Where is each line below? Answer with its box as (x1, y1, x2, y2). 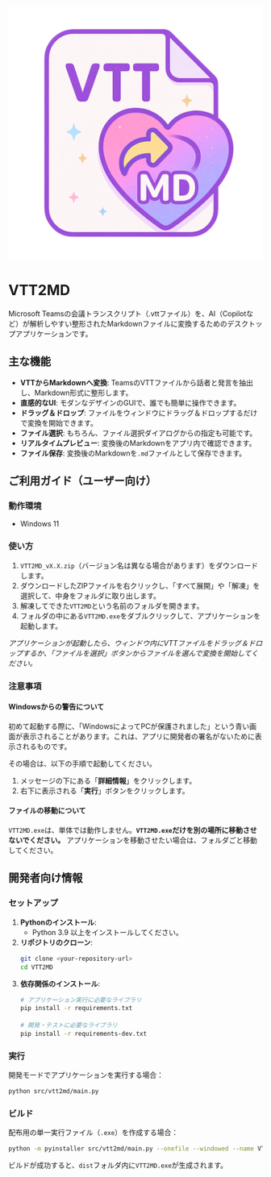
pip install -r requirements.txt (19, 1004, 133, 1013)
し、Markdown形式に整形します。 (19, 388, 133, 397)
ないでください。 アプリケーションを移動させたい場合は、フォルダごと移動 (8, 835, 258, 845)
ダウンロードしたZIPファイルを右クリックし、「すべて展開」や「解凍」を (19, 580, 261, 590)
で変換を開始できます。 (19, 418, 98, 427)
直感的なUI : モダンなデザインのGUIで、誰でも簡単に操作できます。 (19, 397, 241, 407)
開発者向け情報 (8, 871, 83, 885)
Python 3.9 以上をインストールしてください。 (31, 927, 183, 937)
